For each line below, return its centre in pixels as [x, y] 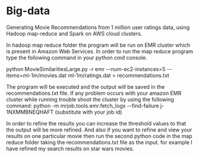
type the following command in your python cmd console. [77, 57]
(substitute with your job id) [89, 112]
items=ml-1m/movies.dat [37, 75]
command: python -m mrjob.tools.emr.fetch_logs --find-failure [83, 105]
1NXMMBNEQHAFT [30, 112]
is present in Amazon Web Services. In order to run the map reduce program [100, 51]
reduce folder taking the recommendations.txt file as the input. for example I [99, 142]
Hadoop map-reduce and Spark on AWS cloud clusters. [74, 33]
